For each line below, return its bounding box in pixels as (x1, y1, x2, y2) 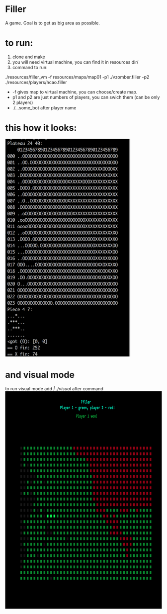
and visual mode (5, 369, 75, 380)
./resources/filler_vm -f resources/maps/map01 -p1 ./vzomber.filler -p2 (5, 74, 150, 80)
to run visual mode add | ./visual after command (5, 385, 103, 391)
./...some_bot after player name (12, 104, 77, 110)
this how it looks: (5, 122, 77, 134)
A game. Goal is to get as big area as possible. (5, 20, 100, 26)
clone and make (12, 54, 46, 60)
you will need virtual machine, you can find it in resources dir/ (12, 59, 139, 65)
